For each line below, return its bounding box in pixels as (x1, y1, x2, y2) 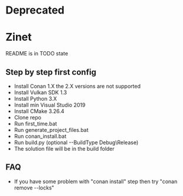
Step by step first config (5, 67, 97, 77)
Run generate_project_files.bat (14, 126, 89, 133)
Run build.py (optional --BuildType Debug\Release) (14, 139, 139, 146)
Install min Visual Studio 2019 (14, 101, 86, 108)
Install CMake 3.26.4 (14, 107, 64, 115)
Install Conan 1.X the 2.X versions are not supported (14, 82, 141, 89)
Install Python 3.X (14, 95, 57, 102)
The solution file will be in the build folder (14, 145, 115, 152)
